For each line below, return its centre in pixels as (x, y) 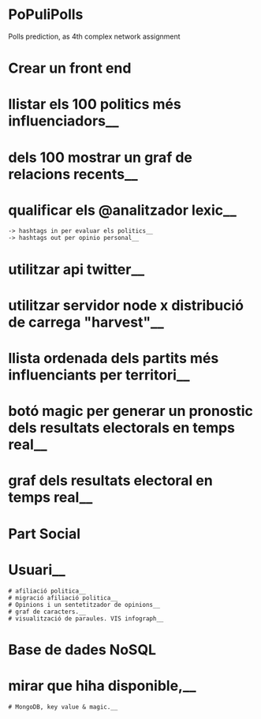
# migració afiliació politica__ (63, 597)
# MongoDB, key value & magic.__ (63, 707)
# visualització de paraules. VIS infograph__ (86, 618)
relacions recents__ (73, 174)
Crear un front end (70, 68)
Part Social (45, 534)
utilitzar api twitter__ (76, 269)
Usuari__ (37, 569)
